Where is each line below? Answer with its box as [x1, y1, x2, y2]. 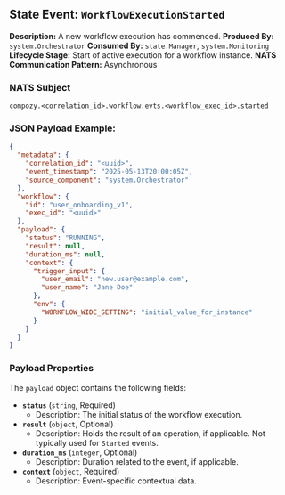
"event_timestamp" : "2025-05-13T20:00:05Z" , [25, 167, 193, 176]
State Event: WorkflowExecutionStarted [9, 7, 225, 22]
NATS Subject [9, 81, 71, 93]
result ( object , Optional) [21, 418, 114, 429]
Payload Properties [9, 362, 94, 375]
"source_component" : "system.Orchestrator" [25, 175, 190, 184]
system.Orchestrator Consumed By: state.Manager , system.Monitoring [9, 40, 270, 51]
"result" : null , [25, 241, 86, 250]
